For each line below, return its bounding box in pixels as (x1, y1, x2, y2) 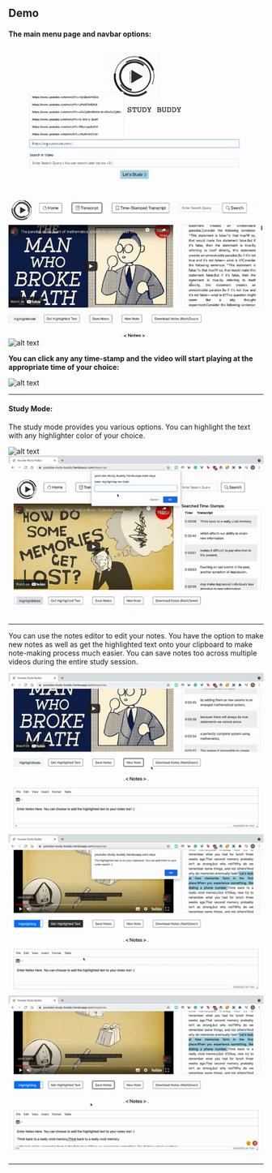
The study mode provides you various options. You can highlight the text (8, 422, 251, 432)
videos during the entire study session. (8, 656, 138, 666)
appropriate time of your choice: (8, 362, 120, 372)
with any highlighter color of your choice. (8, 430, 146, 440)
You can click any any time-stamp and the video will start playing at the (8, 353, 253, 363)
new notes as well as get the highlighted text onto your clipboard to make (8, 639, 253, 649)
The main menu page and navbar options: (8, 28, 152, 39)
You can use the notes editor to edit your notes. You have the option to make (8, 630, 264, 640)
